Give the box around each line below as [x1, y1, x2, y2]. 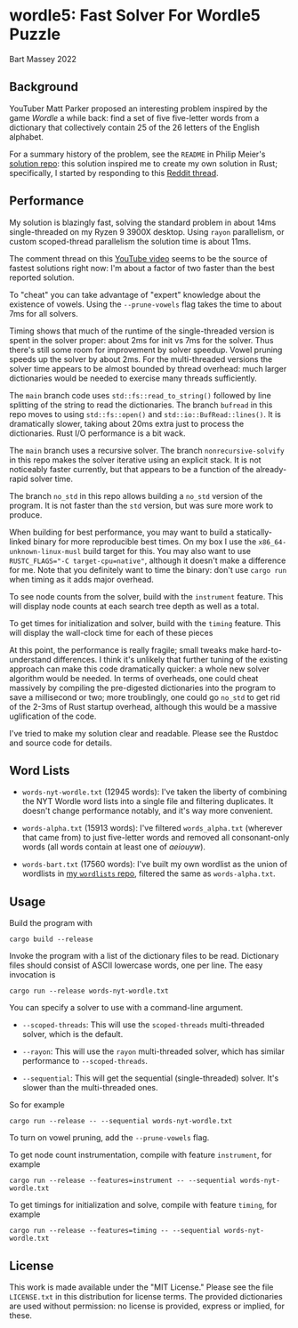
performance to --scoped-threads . [21, 1056, 149, 1066]
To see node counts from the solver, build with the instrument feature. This [9, 591, 284, 601]
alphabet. [9, 131, 44, 142]
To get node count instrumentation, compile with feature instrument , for [9, 1149, 273, 1161]
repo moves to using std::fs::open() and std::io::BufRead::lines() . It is [9, 408, 282, 419]
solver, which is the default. [21, 1029, 124, 1040]
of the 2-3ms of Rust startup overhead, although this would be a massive [9, 701, 278, 712]
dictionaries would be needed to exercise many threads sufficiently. [9, 373, 258, 383]
